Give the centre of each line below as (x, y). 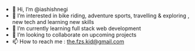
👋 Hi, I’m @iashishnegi (40, 9)
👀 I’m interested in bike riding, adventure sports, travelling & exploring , (101, 16)
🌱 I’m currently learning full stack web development (77, 28)
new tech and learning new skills (53, 22)
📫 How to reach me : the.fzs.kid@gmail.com (68, 41)
